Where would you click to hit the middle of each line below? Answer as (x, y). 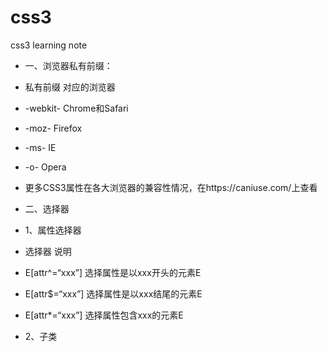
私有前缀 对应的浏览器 (70, 87)
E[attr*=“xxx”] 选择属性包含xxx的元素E (104, 315)
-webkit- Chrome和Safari (76, 108)
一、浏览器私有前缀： (68, 65)
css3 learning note (49, 45)
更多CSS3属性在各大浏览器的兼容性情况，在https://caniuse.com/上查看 (171, 187)
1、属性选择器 (53, 230)
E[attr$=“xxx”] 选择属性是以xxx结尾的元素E (113, 293)
